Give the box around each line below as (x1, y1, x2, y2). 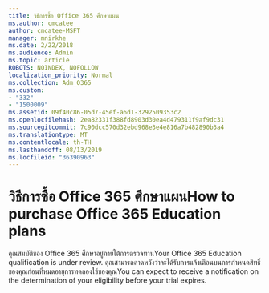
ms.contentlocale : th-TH (8, 138, 92, 146)
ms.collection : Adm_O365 (8, 78, 92, 86)
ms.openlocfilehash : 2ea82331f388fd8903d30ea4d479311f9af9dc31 (8, 116, 225, 124)
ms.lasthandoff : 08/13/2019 (8, 146, 103, 154)
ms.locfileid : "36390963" (8, 153, 95, 161)
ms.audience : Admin (8, 49, 74, 57)
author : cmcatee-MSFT (8, 26, 81, 34)
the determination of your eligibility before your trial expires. (8, 275, 207, 285)
